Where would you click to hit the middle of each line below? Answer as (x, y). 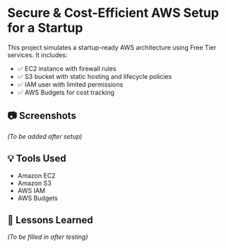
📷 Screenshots (42, 116)
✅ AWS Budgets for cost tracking (66, 92)
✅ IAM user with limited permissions (70, 84)
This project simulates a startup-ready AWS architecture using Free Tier (112, 47)
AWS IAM (31, 190)
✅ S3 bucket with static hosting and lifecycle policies (95, 76)
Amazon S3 (34, 183)
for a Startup (45, 28)
